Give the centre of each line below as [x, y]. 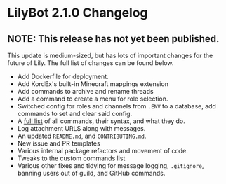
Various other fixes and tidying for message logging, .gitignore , [111, 165]
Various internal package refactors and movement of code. [102, 151]
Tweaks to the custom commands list [71, 158]
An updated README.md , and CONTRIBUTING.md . [82, 136]
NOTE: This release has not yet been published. [113, 39]
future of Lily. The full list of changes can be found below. [91, 63]
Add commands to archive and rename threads [85, 91]
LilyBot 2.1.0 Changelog [78, 13]
